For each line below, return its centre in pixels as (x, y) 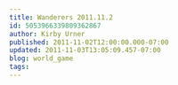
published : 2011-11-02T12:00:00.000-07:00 (89, 42)
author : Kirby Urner (48, 34)
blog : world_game (41, 58)
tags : (19, 67)
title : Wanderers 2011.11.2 (61, 17)
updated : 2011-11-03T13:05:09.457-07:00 (85, 50)
